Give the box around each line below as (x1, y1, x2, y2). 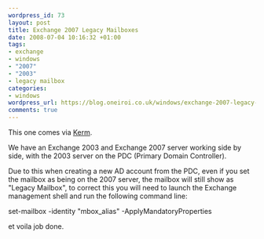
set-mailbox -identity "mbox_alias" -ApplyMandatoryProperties (8, 207, 212, 215)
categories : (8, 84, 47, 92)
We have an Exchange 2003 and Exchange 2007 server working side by (8, 143, 242, 152)
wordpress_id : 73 (8, 11, 65, 20)
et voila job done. (8, 222, 64, 231)
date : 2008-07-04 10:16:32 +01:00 (8, 33, 122, 42)
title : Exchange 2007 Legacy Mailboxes (8, 26, 139, 34)
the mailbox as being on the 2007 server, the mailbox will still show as (8, 175, 234, 184)
